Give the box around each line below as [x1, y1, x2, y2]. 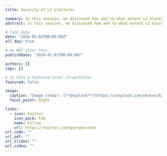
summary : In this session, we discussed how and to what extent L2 [5, 16, 148, 21]
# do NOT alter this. [5, 48, 50, 53]
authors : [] [5, 61, 30, 66]
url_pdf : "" [5, 134, 30, 139]
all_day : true [5, 39, 35, 44]
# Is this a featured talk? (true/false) [5, 75, 92, 80]
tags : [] [5, 66, 23, 71]
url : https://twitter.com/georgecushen [14, 125, 97, 130]
